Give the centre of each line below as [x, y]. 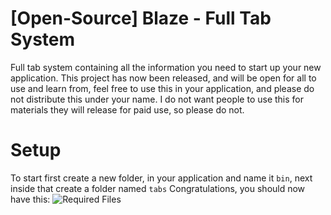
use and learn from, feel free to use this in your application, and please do [162, 88]
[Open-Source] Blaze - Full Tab [141, 18]
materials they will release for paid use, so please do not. [127, 109]
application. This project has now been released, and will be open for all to [163, 78]
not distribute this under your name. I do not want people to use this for [157, 99]
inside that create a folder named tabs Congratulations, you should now [158, 188]
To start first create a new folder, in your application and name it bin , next [161, 178]
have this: [30, 199]
